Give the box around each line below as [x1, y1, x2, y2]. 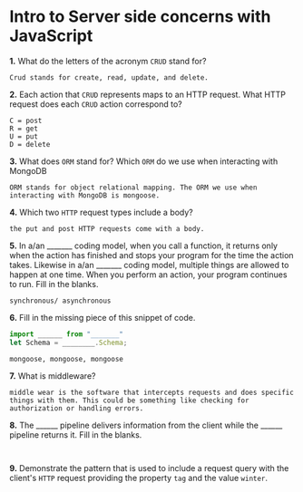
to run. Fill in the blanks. [9, 278, 99, 289]
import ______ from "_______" [9, 329, 124, 339]
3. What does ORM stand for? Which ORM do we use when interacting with [9, 156, 279, 167]
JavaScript [9, 25, 93, 46]
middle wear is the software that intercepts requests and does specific [9, 388, 295, 397]
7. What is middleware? [9, 370, 96, 381]
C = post [9, 116, 43, 125]
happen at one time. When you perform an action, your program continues [9, 269, 288, 280]
